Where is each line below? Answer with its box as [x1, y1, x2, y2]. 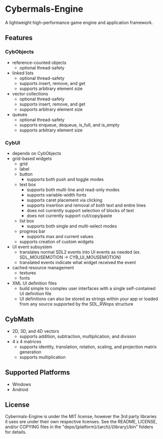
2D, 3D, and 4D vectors [12, 328, 60, 334]
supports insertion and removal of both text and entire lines [26, 202, 146, 208]
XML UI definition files [12, 280, 57, 286]
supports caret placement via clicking [26, 197, 102, 203]
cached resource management [12, 264, 74, 270]
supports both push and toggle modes [26, 176, 104, 182]
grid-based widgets [12, 155, 52, 161]
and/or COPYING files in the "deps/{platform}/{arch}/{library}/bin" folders [5, 424, 154, 430]
